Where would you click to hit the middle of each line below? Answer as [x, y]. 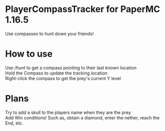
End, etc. [14, 123]
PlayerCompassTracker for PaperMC [83, 9]
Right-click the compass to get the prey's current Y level [63, 78]
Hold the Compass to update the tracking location [56, 73]
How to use [29, 54]
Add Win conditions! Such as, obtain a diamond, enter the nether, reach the [82, 117]
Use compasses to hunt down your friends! [49, 33]
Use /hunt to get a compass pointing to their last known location [71, 67]
